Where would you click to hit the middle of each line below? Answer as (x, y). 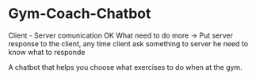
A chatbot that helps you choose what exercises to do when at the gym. (126, 67)
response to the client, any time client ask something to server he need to (128, 43)
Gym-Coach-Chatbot (80, 14)
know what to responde (47, 52)
